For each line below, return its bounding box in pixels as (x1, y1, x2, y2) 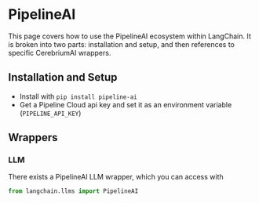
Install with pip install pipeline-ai (19, 92, 137, 101)
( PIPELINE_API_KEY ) (19, 108, 82, 118)
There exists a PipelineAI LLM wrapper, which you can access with (8, 172, 224, 182)
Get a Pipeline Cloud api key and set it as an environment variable (19, 100, 232, 109)
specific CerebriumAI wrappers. (8, 48, 111, 57)
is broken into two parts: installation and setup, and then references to (8, 39, 235, 49)
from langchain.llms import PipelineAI (8, 187, 139, 195)
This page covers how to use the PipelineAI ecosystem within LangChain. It (8, 31, 251, 41)
